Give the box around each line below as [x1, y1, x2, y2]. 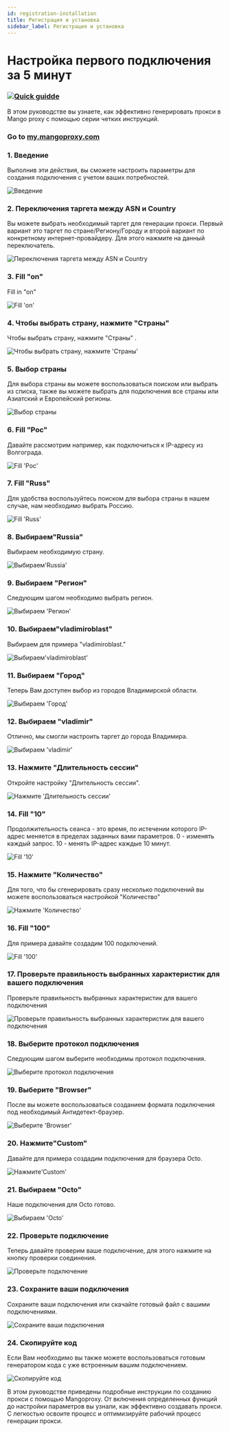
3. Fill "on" [7, 272, 43, 282]
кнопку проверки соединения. [7, 1254, 97, 1262]
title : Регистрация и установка [7, 17, 100, 23]
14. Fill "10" [7, 809, 46, 819]
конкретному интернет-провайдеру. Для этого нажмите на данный [7, 234, 205, 242]
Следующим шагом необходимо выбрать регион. [7, 593, 153, 602]
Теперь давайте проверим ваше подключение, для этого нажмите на [7, 1247, 211, 1255]
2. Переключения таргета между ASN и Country [7, 204, 176, 213]
